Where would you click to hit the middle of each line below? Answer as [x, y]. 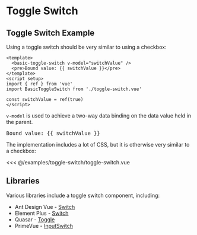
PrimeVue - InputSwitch [44, 226]
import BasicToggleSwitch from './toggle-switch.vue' [74, 89]
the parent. [20, 122]
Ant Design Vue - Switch [45, 207]
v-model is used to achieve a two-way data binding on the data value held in [99, 116]
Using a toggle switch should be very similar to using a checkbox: [86, 47]
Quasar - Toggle [35, 219]
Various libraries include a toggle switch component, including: [83, 195]
